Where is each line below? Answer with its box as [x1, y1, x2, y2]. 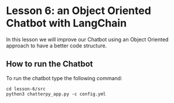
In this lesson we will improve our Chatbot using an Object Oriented [6, 36, 169, 43]
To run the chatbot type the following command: [6, 74, 122, 81]
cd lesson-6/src [6, 86, 46, 92]
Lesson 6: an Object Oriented [6, 4, 151, 18]
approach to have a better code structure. [6, 42, 107, 49]
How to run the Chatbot [6, 59, 93, 69]
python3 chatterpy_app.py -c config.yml [6, 91, 107, 97]
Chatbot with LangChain [6, 16, 127, 30]
